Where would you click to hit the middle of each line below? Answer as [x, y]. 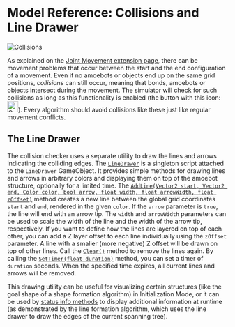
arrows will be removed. [42, 273]
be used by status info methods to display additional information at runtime [115, 301]
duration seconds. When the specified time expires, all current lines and [111, 266]
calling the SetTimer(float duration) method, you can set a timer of [105, 258]
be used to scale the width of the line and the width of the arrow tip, [105, 221]
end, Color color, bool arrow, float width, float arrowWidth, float [111, 192]
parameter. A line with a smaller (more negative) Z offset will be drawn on [113, 243]
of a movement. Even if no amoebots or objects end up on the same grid [111, 75]
